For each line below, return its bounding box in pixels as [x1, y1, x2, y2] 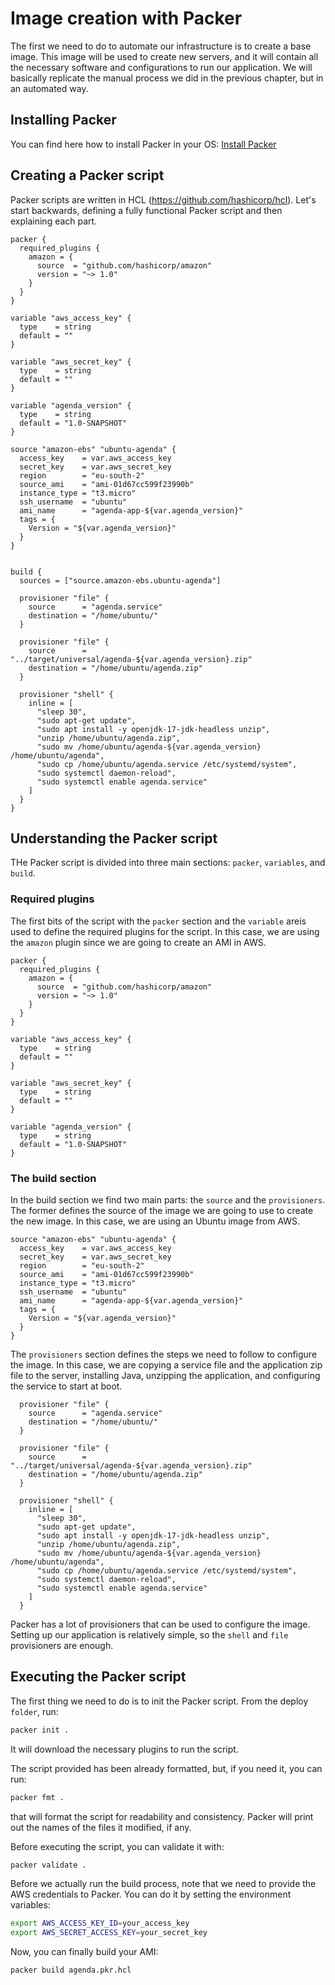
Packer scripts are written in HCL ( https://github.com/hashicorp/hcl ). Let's [10, 193, 317, 206]
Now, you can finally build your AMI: [10, 1946, 159, 1958]
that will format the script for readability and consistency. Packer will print [10, 1810, 314, 1822]
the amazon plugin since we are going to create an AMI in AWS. [10, 936, 267, 948]
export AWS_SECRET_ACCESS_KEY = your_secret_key [10, 1928, 208, 1938]
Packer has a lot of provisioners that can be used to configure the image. [10, 1618, 311, 1630]
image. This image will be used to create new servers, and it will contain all [10, 50, 319, 62]
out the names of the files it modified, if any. [10, 1821, 192, 1833]
